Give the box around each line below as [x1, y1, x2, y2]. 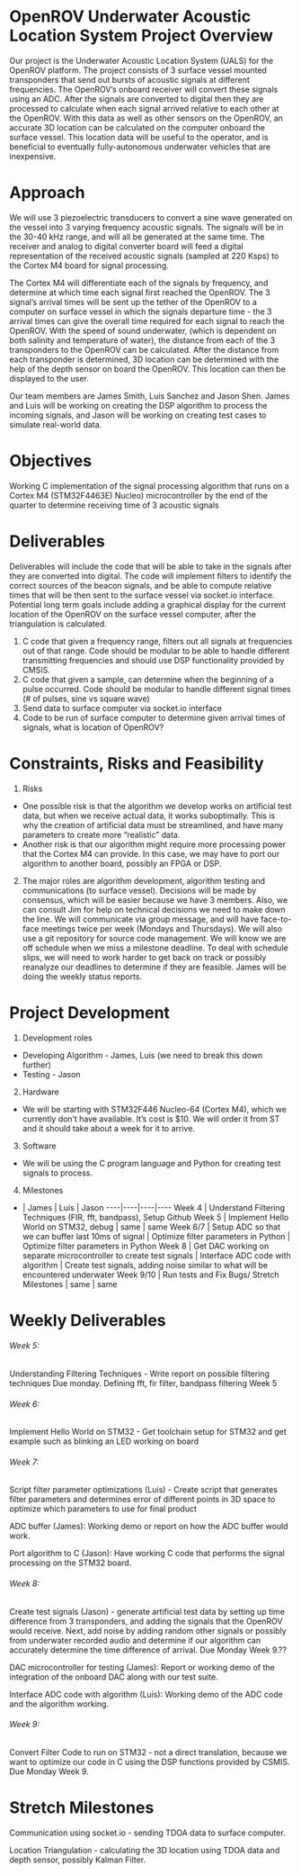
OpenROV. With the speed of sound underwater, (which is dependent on [9, 325, 277, 336]
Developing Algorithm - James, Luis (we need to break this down [22, 1050, 263, 1060]
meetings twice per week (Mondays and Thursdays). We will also [40, 923, 283, 933]
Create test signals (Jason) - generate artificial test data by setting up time [9, 1606, 286, 1617]
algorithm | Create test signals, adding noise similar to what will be [22, 1259, 269, 1270]
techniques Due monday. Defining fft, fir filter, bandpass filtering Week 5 [9, 1378, 278, 1389]
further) [22, 1059, 52, 1070]
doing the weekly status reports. [22, 970, 142, 982]
